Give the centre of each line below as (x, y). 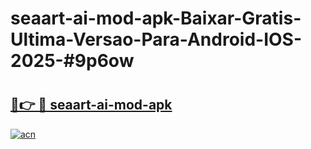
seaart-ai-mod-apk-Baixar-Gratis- (156, 18)
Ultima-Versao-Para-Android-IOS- (156, 39)
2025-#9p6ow (72, 61)
